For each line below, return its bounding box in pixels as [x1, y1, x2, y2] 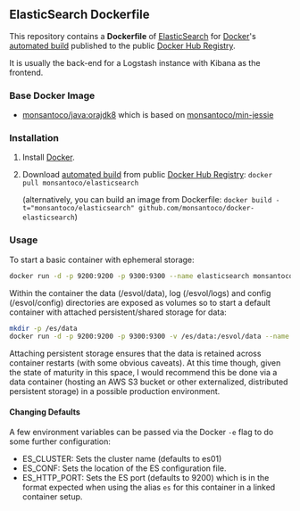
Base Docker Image [9, 89, 96, 102]
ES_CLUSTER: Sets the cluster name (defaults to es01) [21, 453, 222, 464]
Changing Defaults [9, 406, 80, 417]
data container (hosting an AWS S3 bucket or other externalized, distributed [9, 376, 288, 387]
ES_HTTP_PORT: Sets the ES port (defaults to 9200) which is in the [21, 472, 270, 482]
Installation [9, 132, 60, 144]
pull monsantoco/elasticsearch [21, 178, 139, 188]
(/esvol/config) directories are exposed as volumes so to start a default [9, 297, 271, 308]
